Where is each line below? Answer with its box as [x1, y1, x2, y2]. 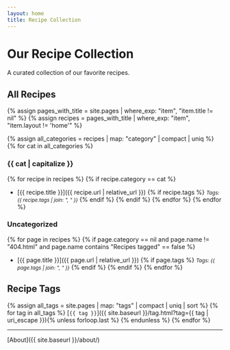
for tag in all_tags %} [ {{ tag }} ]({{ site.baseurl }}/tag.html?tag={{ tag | [7, 308, 209, 316]
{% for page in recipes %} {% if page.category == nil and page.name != [7, 235, 210, 244]
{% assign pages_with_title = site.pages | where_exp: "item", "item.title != [7, 107, 214, 115]
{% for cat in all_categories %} [7, 142, 94, 150]
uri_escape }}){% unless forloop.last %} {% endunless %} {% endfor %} [7, 316, 211, 324]
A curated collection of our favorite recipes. [7, 69, 130, 77]
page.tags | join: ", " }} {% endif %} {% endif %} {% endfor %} [16, 263, 183, 271]
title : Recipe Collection [7, 16, 81, 23]
